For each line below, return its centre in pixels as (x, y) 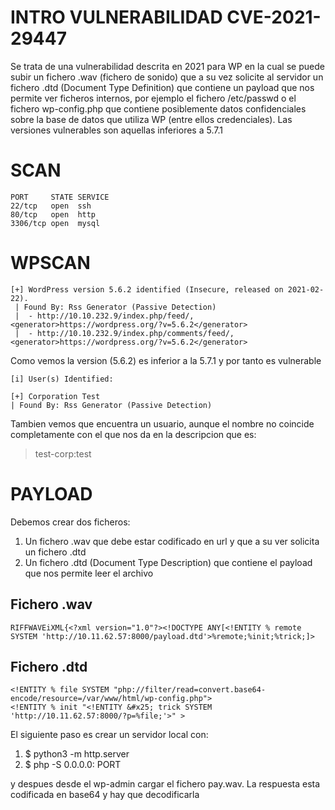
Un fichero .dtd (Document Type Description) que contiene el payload (168, 562)
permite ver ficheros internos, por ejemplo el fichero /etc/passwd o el (153, 98)
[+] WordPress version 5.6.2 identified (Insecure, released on (147, 289)
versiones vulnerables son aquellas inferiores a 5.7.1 (116, 130)
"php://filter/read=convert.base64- (190, 690)
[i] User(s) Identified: (62, 379)
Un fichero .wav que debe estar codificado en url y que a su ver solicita (172, 541)
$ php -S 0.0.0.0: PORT (73, 765)
